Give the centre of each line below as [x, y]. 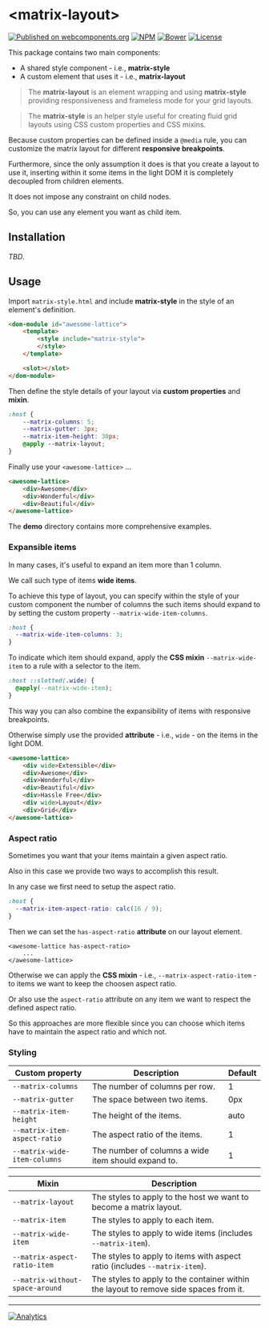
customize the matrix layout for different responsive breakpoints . [117, 148]
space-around [37, 1288]
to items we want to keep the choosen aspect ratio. [93, 983]
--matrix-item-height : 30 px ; [71, 437]
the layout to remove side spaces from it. [168, 1289]
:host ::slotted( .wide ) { [51, 681]
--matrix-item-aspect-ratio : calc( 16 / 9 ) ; [89, 909]
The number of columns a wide [151, 1150]
